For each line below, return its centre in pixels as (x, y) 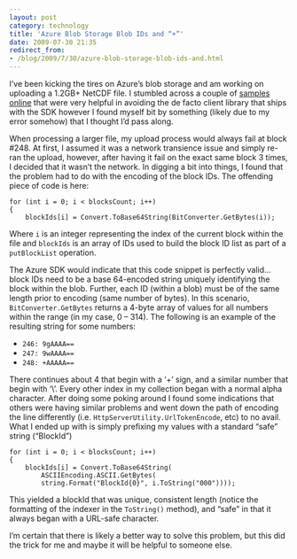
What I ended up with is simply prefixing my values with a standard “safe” (144, 427)
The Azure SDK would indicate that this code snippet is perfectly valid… (141, 270)
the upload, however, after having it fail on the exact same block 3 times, (156, 157)
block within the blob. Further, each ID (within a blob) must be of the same (145, 288)
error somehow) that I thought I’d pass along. (92, 121)
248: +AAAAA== (48, 363)
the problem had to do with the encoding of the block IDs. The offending (141, 176)
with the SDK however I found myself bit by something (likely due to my (140, 112)
